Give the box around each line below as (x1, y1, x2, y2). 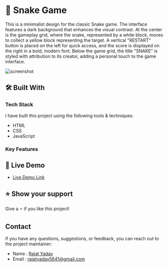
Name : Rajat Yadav (12, 250, 53, 256)
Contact (5, 222, 31, 231)
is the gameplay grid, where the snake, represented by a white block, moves (5, 32, 163, 38)
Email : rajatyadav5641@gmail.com (12, 256, 86, 262)
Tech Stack (5, 101, 34, 108)
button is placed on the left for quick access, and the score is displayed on (5, 42, 160, 48)
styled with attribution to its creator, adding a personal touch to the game (5, 53, 156, 59)
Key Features (5, 145, 39, 152)
